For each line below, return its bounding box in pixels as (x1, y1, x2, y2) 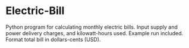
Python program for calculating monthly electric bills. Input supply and (5, 23, 178, 30)
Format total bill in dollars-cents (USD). (5, 36, 101, 43)
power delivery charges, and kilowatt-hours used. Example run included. (5, 29, 184, 36)
